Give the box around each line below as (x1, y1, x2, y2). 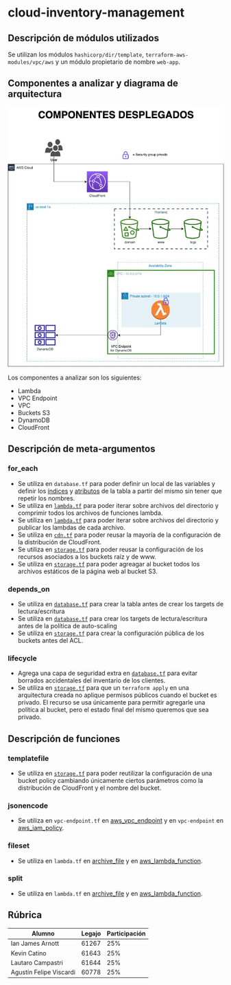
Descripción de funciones (8, 733, 121, 744)
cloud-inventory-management (8, 5, 184, 21)
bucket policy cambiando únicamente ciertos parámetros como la (17, 776, 204, 784)
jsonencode (8, 801, 49, 810)
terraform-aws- (145, 52, 189, 58)
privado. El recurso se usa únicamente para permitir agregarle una (17, 698, 206, 707)
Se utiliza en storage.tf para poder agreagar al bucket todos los (17, 560, 200, 568)
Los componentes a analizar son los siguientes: (8, 373, 142, 381)
